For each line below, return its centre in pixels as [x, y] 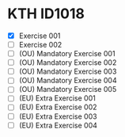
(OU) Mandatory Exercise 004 [68, 81]
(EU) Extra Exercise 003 [58, 116]
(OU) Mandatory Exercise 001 [67, 54]
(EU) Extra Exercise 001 [57, 98]
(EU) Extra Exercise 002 [58, 107]
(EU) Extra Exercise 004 [58, 125]
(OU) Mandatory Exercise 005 [68, 89]
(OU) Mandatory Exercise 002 [68, 63]
